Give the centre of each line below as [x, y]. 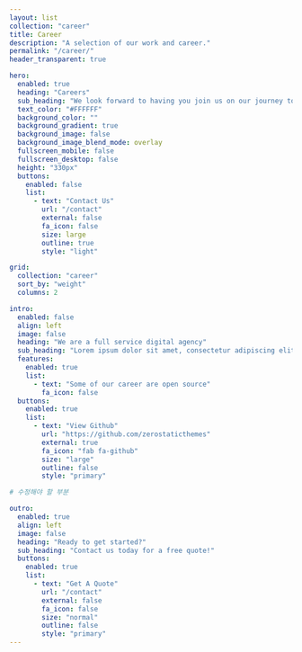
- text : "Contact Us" [74, 201]
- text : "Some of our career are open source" [122, 384]
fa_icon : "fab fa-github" [90, 451]
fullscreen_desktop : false [68, 159]
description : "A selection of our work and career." [110, 43]
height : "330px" [48, 167]
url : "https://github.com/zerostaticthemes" [126, 434]
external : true [70, 442]
